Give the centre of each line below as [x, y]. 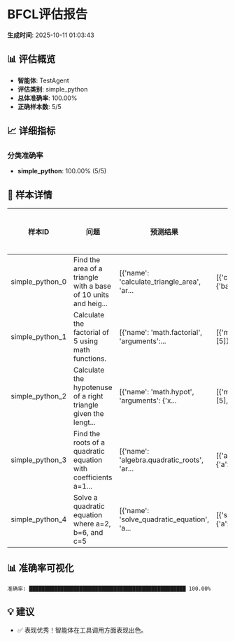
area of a [88, 268]
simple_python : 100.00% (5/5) [62, 171]
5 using [86, 341]
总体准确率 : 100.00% [47, 98]
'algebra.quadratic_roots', [162, 460]
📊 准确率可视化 [41, 568]
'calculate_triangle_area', [160, 282]
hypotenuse [93, 387]
